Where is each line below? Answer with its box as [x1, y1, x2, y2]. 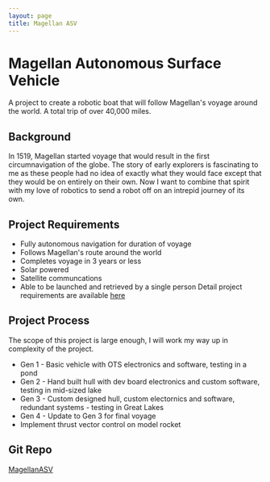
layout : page [8, 11, 52, 20]
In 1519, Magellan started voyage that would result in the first [8, 151, 210, 161]
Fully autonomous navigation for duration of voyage [19, 239, 192, 249]
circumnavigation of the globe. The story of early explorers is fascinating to [8, 160, 259, 170]
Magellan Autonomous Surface [8, 54, 222, 73]
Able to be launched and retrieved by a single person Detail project [19, 282, 243, 291]
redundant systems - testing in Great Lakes [19, 402, 164, 412]
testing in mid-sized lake [19, 385, 102, 395]
